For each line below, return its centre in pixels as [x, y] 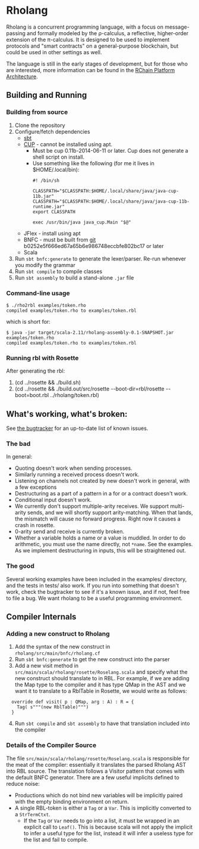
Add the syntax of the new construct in [62, 647]
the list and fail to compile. [56, 839]
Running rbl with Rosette [42, 358]
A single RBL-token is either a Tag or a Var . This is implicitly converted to [103, 808]
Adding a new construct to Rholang [58, 634]
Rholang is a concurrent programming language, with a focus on [85, 27]
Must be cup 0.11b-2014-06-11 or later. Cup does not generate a [110, 150]
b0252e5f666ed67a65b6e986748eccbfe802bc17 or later [94, 246]
